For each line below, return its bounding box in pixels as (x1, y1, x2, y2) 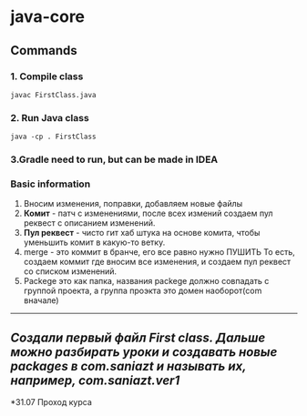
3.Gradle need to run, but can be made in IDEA (10, 153, 219, 166)
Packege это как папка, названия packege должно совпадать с (23, 276, 270, 287)
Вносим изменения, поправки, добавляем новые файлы (23, 198, 243, 209)
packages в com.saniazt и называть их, (10, 358, 247, 374)
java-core (10, 6, 86, 27)
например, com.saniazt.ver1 (10, 372, 180, 388)
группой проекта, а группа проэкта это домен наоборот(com (23, 285, 262, 297)
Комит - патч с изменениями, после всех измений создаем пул (23, 208, 273, 219)
